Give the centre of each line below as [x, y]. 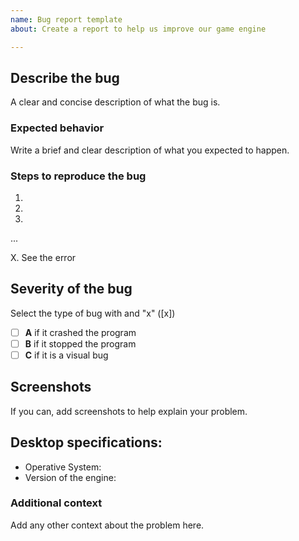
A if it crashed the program [80, 332]
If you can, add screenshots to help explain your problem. [129, 411]
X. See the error [43, 257]
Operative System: [63, 467]
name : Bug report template [66, 19]
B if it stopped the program [80, 343]
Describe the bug [65, 77]
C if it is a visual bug [66, 355]
